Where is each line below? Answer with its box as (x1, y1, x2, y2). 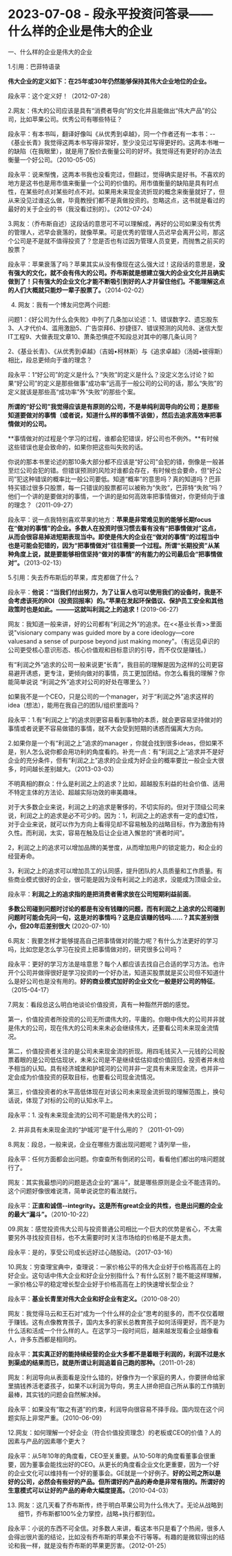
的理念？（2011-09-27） (8, 500, 77, 509)
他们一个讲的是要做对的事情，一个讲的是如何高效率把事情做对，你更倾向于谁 (8, 492, 225, 500)
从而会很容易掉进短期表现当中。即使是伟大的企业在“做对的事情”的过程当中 (8, 532, 220, 541)
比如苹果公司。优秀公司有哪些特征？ (19, 115, 123, 123)
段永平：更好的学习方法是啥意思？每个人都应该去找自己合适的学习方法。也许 (8, 960, 225, 968)
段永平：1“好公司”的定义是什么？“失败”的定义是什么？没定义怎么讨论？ (8, 370, 209, 378)
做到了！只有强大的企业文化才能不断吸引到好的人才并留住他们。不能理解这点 (8, 277, 225, 285)
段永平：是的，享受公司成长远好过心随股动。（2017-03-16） (8, 1247, 176, 1256)
